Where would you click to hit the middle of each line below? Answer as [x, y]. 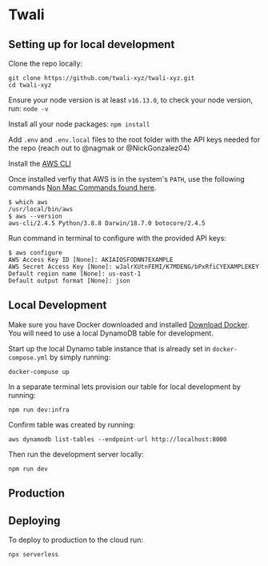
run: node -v [28, 108]
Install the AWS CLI [40, 163]
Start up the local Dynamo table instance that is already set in [110, 348]
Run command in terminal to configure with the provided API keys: [117, 238]
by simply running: [80, 357]
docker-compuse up [39, 371]
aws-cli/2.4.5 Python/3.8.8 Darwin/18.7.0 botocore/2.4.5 [107, 223]
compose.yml [28, 358]
